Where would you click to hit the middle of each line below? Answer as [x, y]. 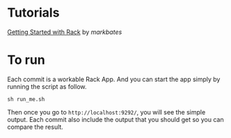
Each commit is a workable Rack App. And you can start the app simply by [114, 79]
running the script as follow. [47, 86]
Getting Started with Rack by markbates [65, 32]
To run [26, 60]
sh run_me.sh [26, 99]
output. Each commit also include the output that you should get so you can [115, 119]
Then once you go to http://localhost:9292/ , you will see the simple [106, 112]
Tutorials [33, 13]
